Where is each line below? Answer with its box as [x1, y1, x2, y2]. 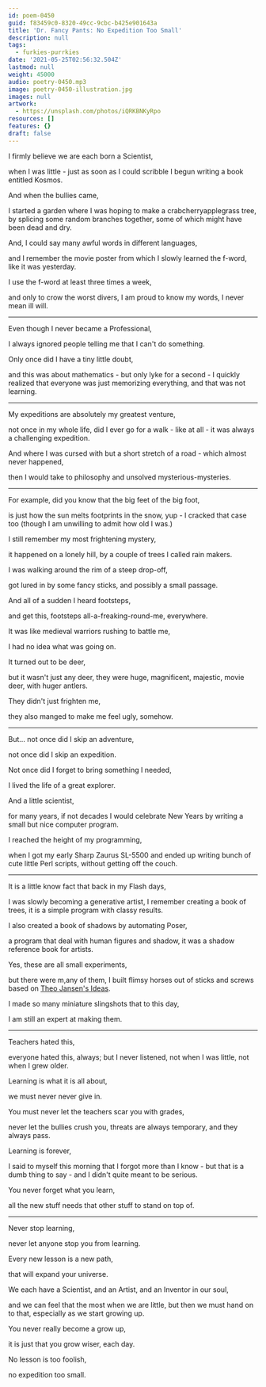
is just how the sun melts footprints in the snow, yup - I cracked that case [8, 510, 247, 520]
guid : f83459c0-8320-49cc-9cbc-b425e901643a [8, 19, 158, 27]
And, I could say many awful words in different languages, [8, 238, 198, 247]
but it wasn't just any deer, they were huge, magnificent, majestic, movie [8, 672, 245, 682]
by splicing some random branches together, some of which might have [8, 214, 243, 224]
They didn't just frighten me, [8, 696, 101, 705]
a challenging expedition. [8, 433, 90, 442]
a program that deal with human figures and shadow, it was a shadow [8, 936, 235, 946]
